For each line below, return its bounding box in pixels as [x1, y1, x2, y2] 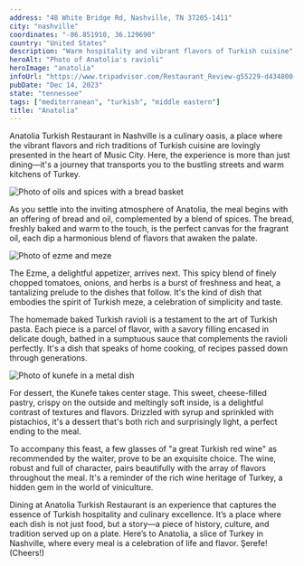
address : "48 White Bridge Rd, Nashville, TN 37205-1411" [9, 13, 233, 23]
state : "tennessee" [9, 89, 83, 98]
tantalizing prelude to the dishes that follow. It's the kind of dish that [9, 287, 262, 298]
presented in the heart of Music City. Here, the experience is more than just [9, 150, 290, 161]
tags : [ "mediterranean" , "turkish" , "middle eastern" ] [9, 97, 221, 107]
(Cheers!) [9, 548, 45, 559]
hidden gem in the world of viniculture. [9, 482, 154, 493]
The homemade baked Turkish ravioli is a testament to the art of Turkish [9, 314, 278, 325]
